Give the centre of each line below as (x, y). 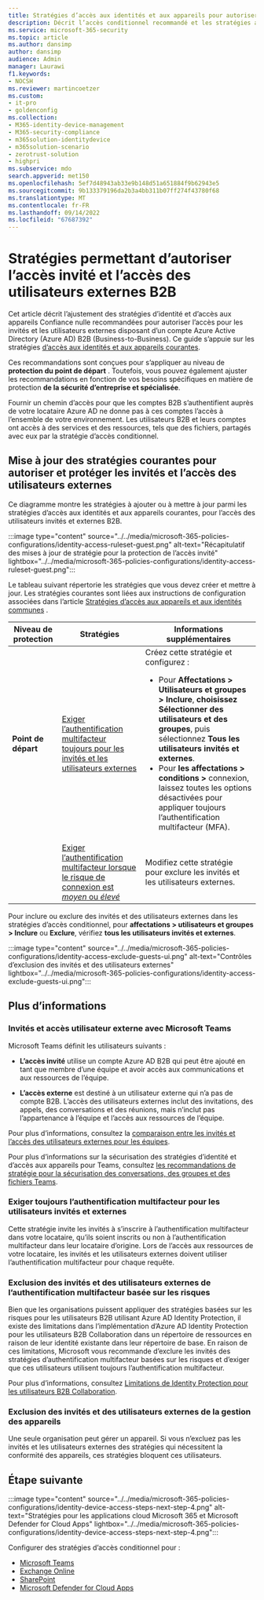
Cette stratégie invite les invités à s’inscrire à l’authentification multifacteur (128, 1228)
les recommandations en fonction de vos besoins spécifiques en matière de (131, 379)
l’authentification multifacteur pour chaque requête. (92, 1262)
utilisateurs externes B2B (92, 292)
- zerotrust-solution (44, 154)
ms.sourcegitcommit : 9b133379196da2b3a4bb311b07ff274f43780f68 (114, 190)
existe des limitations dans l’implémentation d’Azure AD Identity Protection (128, 1326)
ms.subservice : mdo (40, 169)
